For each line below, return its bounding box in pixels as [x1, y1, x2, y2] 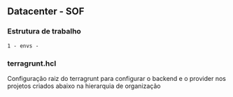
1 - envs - [7, 42, 39, 50]
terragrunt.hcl [7, 59, 57, 68]
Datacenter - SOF [7, 6, 85, 17]
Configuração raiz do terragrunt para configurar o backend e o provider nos [7, 74, 226, 82]
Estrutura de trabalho [7, 27, 82, 36]
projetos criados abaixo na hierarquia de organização [7, 82, 161, 90]
